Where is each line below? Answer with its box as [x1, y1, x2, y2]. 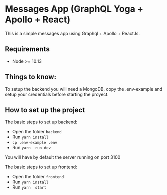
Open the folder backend [12, 129, 62, 135]
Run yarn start [12, 184, 47, 190]
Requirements [5, 45, 50, 53]
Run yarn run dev [12, 145, 51, 151]
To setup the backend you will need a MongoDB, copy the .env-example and [5, 86, 163, 92]
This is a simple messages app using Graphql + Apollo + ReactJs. [5, 30, 140, 36]
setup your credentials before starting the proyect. [5, 91, 109, 97]
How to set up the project [5, 106, 85, 114]
